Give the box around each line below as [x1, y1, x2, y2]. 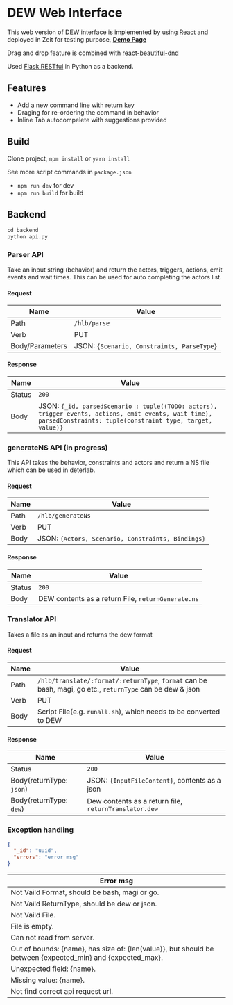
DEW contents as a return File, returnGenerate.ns [37, 594, 199, 603]
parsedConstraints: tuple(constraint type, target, [37, 416, 213, 425]
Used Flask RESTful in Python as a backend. [7, 62, 134, 70]
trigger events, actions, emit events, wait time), [37, 409, 213, 418]
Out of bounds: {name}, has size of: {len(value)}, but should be [10, 944, 214, 954]
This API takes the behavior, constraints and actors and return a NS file [7, 459, 210, 467]
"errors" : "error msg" [13, 853, 79, 861]
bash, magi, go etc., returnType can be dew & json [37, 685, 200, 694]
